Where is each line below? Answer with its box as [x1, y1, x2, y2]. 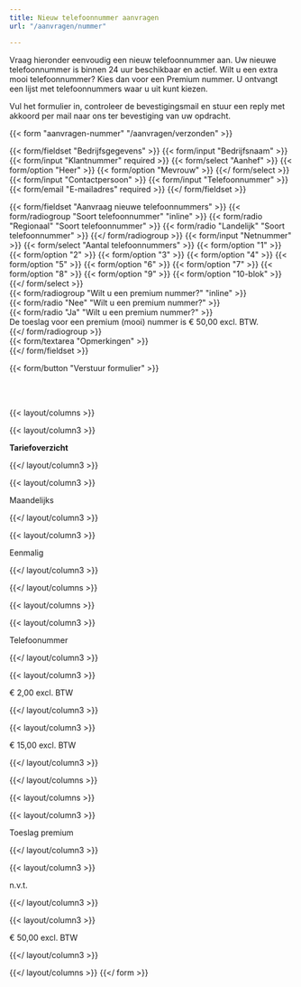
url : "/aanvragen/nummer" [9, 22, 106, 31]
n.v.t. [9, 880, 29, 890]
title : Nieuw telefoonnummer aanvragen [9, 13, 160, 23]
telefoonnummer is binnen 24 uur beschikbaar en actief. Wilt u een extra [9, 64, 278, 75]
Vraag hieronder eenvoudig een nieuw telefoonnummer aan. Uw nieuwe [9, 54, 277, 65]
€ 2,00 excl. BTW [9, 687, 74, 698]
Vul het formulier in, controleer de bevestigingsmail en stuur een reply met [9, 100, 286, 111]
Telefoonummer [9, 634, 68, 646]
